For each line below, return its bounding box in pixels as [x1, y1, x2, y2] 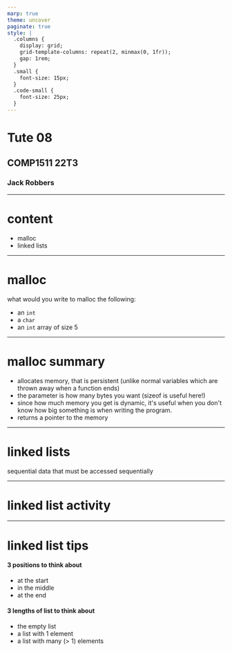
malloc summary [7, 353, 106, 369]
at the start [17, 576, 49, 584]
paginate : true [7, 23, 51, 30]
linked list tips [7, 537, 89, 553]
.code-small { [13, 87, 54, 94]
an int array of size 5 [17, 323, 78, 331]
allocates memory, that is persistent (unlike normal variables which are [17, 376, 218, 384]
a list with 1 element [17, 630, 74, 638]
